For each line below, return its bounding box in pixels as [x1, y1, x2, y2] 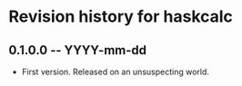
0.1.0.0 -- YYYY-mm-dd [8, 43, 147, 58]
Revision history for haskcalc [8, 6, 234, 27]
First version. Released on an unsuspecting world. [21, 66, 210, 77]
